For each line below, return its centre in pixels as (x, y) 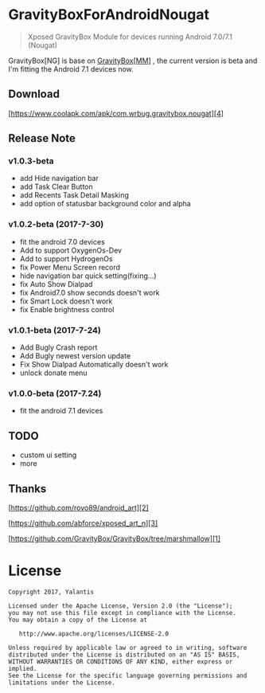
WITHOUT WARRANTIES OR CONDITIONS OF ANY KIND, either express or (121, 662)
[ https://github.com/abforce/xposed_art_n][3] (83, 523)
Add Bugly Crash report (58, 347)
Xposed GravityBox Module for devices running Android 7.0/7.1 (130, 37)
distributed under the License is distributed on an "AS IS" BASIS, (124, 655)
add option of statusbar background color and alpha (105, 204)
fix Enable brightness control (67, 309)
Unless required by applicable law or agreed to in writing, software (128, 648)
